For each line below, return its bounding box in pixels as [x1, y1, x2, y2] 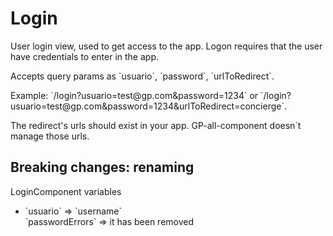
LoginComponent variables [10, 185, 122, 197]
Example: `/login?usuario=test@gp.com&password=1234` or [10, 89, 259, 101]
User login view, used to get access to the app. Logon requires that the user [10, 40, 323, 52]
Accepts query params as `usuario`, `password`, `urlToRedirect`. [10, 70, 275, 82]
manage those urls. [10, 130, 90, 142]
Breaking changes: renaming [10, 159, 195, 176]
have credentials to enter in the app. [10, 50, 160, 62]
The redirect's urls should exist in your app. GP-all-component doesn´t [10, 119, 302, 131]
